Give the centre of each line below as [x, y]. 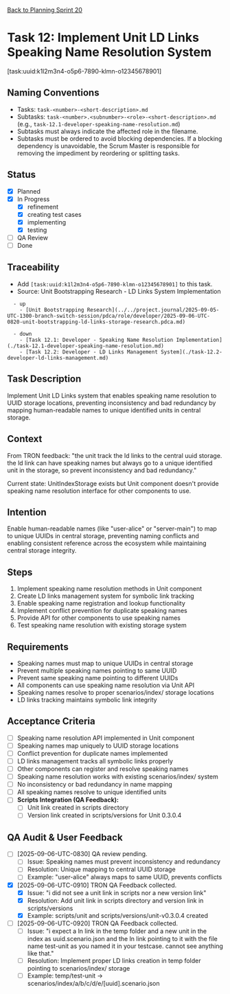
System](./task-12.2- [192, 352]
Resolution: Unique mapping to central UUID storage [102, 869]
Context [25, 439]
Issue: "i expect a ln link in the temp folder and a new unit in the [117, 931]
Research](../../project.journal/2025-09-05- [153, 310]
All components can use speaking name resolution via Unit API [105, 685]
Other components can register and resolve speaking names [103, 769]
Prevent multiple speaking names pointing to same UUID [97, 670]
